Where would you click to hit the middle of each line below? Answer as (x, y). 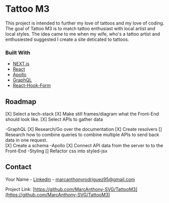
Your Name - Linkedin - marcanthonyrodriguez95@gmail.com (70, 179)
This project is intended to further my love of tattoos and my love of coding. (85, 23)
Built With (18, 53)
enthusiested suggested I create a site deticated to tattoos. (67, 39)
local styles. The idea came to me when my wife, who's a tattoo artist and (83, 34)
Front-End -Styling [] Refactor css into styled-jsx (56, 151)
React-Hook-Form (32, 85)
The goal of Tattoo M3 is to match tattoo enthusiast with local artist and (80, 28)
